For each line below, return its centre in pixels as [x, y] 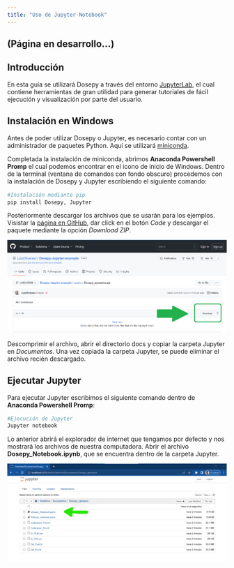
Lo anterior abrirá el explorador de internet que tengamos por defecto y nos [116, 439]
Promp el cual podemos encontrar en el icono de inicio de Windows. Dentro [116, 166]
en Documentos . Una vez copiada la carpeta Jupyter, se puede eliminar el [113, 351]
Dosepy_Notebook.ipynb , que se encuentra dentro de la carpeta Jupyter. [113, 454]
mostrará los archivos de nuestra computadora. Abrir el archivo [98, 447]
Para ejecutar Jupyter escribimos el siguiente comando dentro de [101, 397]
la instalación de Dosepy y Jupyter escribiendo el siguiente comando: [107, 181]
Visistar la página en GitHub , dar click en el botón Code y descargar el [108, 223]
